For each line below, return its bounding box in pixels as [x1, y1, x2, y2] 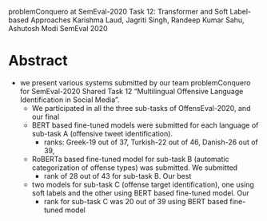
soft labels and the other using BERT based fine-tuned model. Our [31, 187, 249, 198]
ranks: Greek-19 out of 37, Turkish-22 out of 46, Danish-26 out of [43, 137, 258, 147]
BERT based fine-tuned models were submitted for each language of [31, 120, 259, 130]
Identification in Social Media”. [19, 95, 120, 105]
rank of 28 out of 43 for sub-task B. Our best [43, 171, 192, 180]
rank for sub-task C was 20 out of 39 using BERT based [43, 196, 229, 206]
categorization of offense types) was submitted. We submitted [31, 163, 238, 172]
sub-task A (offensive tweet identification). [31, 128, 173, 138]
